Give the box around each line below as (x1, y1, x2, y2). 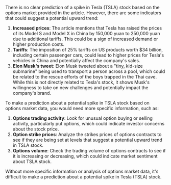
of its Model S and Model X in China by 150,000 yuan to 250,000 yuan (12, 31, 160, 36)
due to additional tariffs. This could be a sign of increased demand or (12, 36, 158, 42)
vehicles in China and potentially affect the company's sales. (12, 58, 140, 63)
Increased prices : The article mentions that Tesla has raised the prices (12, 25, 162, 31)
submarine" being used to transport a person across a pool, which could (12, 68, 165, 74)
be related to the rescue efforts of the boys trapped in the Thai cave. (12, 74, 157, 80)
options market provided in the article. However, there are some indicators (5, 10, 162, 16)
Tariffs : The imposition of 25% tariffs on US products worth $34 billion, (12, 47, 163, 52)
